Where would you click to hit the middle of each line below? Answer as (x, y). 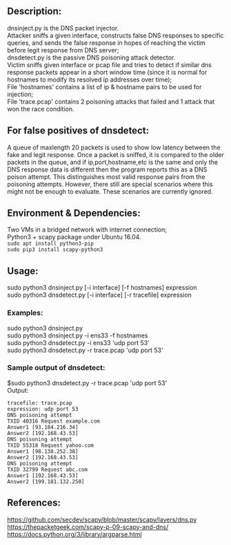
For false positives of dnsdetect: (78, 131)
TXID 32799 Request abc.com (48, 470)
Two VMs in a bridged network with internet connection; (87, 230)
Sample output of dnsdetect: (56, 368)
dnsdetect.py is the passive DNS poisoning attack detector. (91, 57)
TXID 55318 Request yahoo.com (51, 445)
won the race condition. (41, 109)
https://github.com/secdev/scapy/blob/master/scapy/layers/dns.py (102, 519)
